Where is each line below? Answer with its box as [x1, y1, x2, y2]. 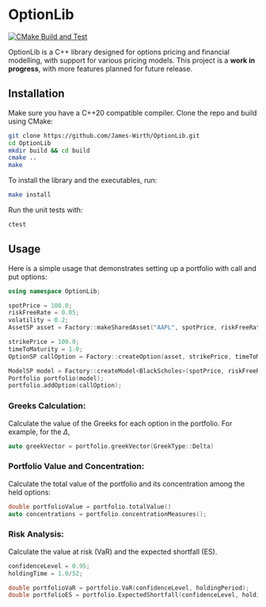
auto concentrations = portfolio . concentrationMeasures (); [8, 510, 207, 518]
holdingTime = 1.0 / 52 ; [8, 569, 83, 578]
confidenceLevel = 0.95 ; [8, 562, 90, 570]
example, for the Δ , [8, 426, 70, 437]
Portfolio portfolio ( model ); [8, 374, 104, 382]
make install [8, 191, 51, 199]
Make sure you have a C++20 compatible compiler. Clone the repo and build [8, 108, 257, 117]
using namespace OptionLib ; [8, 287, 101, 295]
